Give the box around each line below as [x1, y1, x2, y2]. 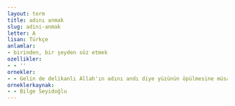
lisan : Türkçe [7, 36, 49, 43]
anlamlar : [7, 43, 36, 50]
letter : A [7, 29, 36, 37]
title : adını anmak [7, 17, 64, 24]
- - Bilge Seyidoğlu [7, 88, 68, 95]
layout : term [7, 10, 45, 17]
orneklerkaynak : [7, 82, 55, 89]
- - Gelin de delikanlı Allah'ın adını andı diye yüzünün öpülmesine [7, 75, 215, 82]
